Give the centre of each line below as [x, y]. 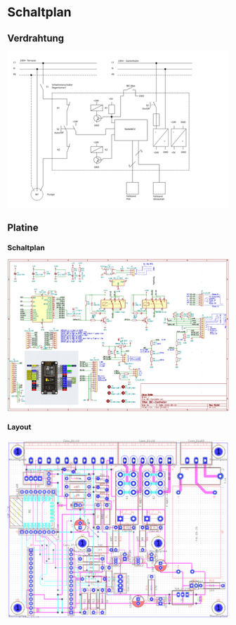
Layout [19, 427]
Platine [23, 227]
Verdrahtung [36, 38]
